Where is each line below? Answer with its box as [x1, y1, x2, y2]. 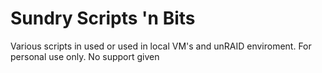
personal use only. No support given [10, 50, 160, 62]
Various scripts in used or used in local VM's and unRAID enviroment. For [10, 40, 312, 52]
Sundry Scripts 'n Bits [10, 7, 196, 30]
